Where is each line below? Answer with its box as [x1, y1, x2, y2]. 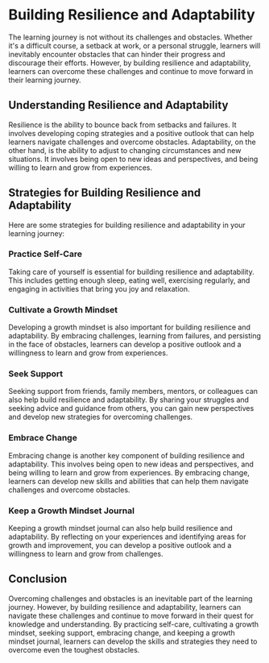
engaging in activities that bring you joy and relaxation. [8, 284, 190, 293]
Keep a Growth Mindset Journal [8, 505, 135, 516]
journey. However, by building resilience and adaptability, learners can [8, 602, 242, 611]
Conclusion [8, 572, 68, 586]
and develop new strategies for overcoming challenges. [8, 412, 193, 422]
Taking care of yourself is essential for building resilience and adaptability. [8, 267, 255, 276]
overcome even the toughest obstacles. [8, 644, 140, 654]
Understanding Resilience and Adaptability [8, 98, 229, 112]
